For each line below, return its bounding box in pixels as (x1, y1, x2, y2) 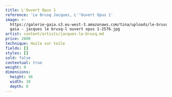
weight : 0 (5, 65, 27, 70)
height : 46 (10, 74, 33, 80)
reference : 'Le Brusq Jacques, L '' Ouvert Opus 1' (5, 12, 114, 17)
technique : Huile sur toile (5, 41, 66, 46)
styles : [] (5, 50, 29, 55)
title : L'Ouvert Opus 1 (5, 7, 56, 13)
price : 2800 (5, 36, 31, 42)
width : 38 (10, 79, 31, 84)
